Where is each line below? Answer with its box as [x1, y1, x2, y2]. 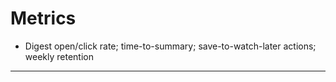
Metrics [10, 7, 77, 30]
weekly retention [24, 50, 94, 62]
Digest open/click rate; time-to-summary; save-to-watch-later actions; [24, 40, 317, 52]
